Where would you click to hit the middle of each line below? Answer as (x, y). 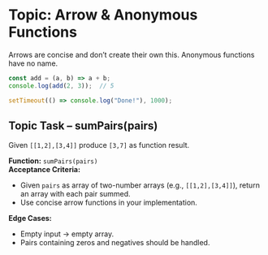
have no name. (33, 63)
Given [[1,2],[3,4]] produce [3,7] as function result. (99, 145)
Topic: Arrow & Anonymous (103, 15)
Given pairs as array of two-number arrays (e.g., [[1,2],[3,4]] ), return (140, 185)
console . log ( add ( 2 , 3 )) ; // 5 (61, 86)
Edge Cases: (30, 218)
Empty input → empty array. (67, 234)
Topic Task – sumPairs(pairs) (83, 125)
